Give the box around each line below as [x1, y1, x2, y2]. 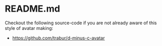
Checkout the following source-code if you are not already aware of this [5, 20, 157, 26]
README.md [5, 3, 60, 15]
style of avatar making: [5, 25, 53, 31]
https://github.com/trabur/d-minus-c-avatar [12, 35, 105, 41]
